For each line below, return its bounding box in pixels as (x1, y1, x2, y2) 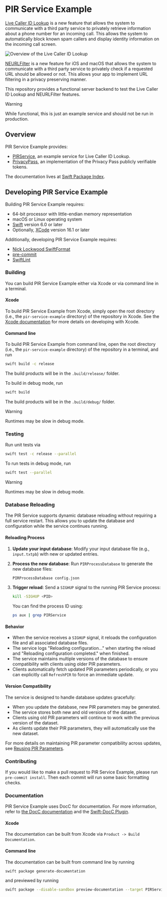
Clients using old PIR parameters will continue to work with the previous (12, 714, 160, 721)
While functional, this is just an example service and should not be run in (5, 111, 154, 117)
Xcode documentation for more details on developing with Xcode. (5, 319, 140, 325)
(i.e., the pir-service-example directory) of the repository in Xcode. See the (5, 313, 160, 319)
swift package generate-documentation (5, 869, 85, 874)
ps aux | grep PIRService (12, 613, 66, 618)
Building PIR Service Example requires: (5, 201, 84, 207)
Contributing (5, 757, 37, 764)
